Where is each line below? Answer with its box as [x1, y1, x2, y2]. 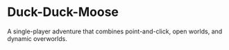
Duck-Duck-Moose [7, 4, 119, 20]
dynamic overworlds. [7, 34, 67, 42]
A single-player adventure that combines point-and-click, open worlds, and [7, 27, 223, 35]
